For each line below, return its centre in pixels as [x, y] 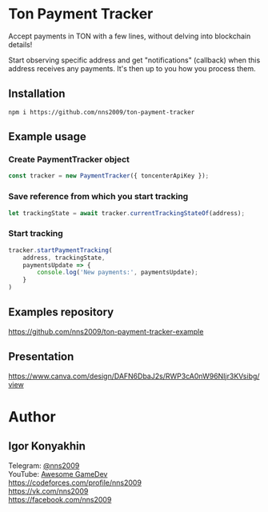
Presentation [41, 357]
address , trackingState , [64, 258]
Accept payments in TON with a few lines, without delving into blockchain [130, 36]
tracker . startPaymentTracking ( [60, 250]
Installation [37, 94]
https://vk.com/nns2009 [48, 491]
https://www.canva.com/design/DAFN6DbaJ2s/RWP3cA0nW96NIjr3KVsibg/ [134, 376]
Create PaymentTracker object [69, 159]
